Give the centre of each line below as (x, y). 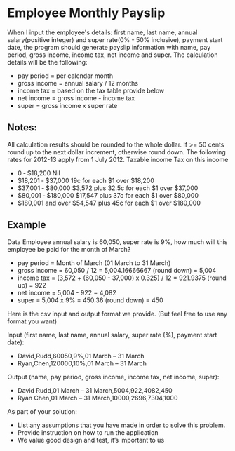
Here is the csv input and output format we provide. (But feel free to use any (117, 314)
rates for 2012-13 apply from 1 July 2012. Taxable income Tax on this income (118, 159)
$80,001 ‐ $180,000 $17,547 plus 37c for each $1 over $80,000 (108, 195)
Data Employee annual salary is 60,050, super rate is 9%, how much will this (117, 242)
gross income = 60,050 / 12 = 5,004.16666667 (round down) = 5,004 (117, 270)
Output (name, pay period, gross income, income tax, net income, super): (113, 377)
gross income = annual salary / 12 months (78, 83)
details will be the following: (47, 62)
